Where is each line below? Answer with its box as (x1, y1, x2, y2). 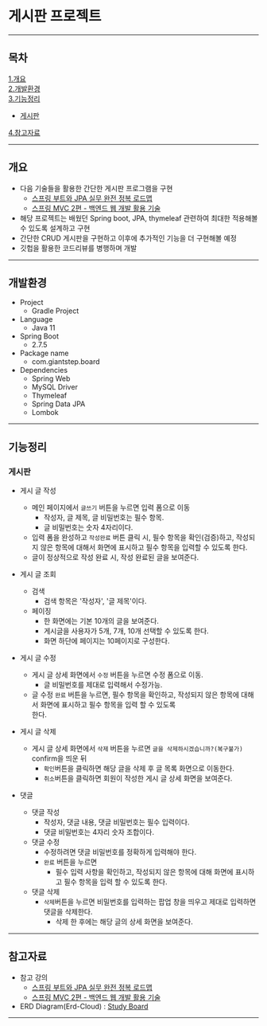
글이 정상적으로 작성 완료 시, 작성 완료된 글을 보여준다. (31, 553, 199, 562)
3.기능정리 (8, 93, 41, 104)
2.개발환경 (8, 84, 41, 93)
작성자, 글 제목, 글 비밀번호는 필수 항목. (43, 513, 164, 523)
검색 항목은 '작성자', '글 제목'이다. (43, 597, 147, 606)
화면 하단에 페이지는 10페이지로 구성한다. (43, 636, 170, 646)
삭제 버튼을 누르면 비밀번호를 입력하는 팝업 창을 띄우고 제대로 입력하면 (43, 897, 257, 907)
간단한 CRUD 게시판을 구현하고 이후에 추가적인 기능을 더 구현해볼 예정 (19, 233, 237, 243)
